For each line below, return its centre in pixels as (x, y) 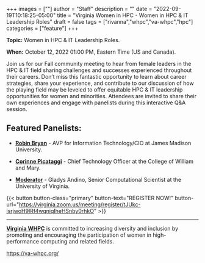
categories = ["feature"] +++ (42, 28)
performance (23, 241)
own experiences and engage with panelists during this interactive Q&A (96, 103)
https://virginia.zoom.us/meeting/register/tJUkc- (80, 204)
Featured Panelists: (44, 128)
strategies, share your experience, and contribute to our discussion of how (100, 83)
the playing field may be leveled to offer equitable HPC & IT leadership (95, 90)
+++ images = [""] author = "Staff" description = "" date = (79, 9)
